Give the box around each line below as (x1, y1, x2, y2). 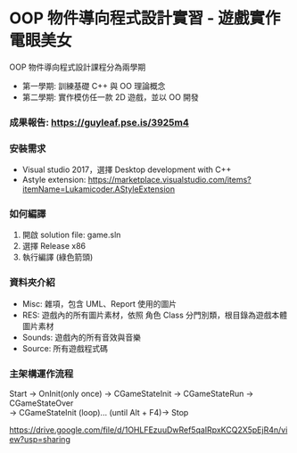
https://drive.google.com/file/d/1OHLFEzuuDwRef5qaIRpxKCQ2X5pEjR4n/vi (9, 424, 288, 435)
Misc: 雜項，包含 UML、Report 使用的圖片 (21, 298, 177, 309)
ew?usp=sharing (9, 434, 71, 445)
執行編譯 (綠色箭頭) (21, 251, 94, 263)
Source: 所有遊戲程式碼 (21, 342, 109, 353)
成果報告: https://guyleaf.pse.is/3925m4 (9, 116, 189, 128)
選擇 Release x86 (21, 241, 87, 251)
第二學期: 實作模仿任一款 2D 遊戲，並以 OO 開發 (21, 91, 199, 103)
